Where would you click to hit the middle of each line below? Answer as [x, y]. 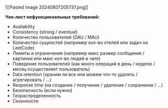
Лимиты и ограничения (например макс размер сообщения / [78, 53]
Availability [24, 26]
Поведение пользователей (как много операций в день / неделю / [84, 64]
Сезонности [25, 101]
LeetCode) [24, 48]
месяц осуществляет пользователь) [51, 69]
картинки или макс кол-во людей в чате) [56, 58]
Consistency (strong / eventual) [45, 32]
